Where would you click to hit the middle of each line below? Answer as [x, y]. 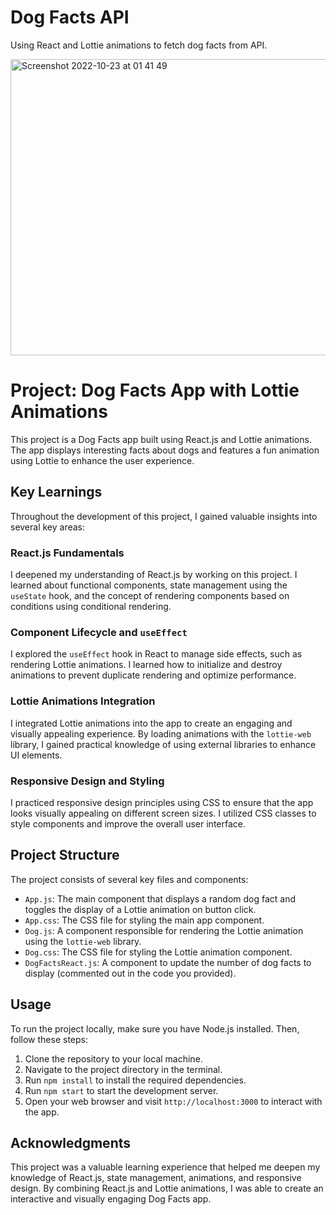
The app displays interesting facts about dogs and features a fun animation [165, 450]
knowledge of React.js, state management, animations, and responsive [156, 1178]
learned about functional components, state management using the [149, 585]
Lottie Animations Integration [83, 701]
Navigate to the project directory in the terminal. [123, 1069]
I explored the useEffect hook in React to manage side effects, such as [156, 654]
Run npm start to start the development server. [121, 1090]
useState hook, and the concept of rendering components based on [150, 595]
